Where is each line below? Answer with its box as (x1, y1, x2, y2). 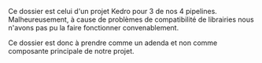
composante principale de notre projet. (8, 47, 135, 55)
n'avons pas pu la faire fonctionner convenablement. (8, 23, 179, 32)
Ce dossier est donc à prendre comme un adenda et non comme (8, 38, 218, 47)
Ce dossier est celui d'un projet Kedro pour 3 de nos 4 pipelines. (8, 7, 218, 16)
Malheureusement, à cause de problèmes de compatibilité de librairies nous (8, 15, 254, 24)
